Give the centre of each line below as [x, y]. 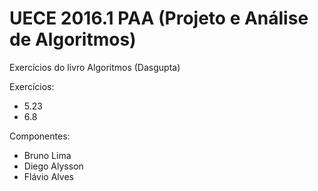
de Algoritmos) [73, 39]
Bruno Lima [47, 155]
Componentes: [40, 136]
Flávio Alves [48, 176]
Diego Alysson [53, 166]
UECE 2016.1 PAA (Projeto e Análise [159, 18]
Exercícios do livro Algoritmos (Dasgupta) [95, 67]
